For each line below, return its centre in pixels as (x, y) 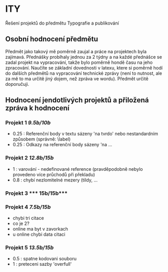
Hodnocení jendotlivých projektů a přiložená (77, 100)
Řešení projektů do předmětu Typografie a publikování (62, 23)
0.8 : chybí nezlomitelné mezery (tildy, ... (55, 180)
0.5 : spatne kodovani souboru (45, 259)
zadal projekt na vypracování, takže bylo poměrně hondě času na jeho (79, 62)
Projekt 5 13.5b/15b (30, 247)
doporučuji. (17, 84)
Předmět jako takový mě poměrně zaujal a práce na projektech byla (76, 51)
